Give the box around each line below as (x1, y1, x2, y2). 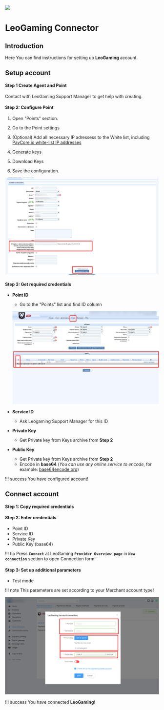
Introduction (5, 41, 44, 50)
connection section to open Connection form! (5, 556, 96, 562)
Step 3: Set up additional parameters (5, 567, 82, 573)
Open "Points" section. (12, 115, 59, 121)
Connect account (5, 490, 59, 498)
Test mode (12, 578, 34, 584)
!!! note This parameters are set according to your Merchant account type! (5, 588, 154, 593)
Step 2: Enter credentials (5, 515, 57, 521)
